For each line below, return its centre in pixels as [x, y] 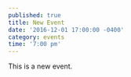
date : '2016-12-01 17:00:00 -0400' [66, 30]
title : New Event [36, 23]
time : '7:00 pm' [35, 44]
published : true [35, 15]
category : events [36, 37]
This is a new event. [40, 66]
